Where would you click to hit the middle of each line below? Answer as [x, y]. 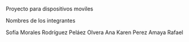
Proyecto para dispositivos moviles [50, 9]
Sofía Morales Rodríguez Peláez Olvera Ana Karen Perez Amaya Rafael [94, 32]
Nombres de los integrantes [41, 20]
